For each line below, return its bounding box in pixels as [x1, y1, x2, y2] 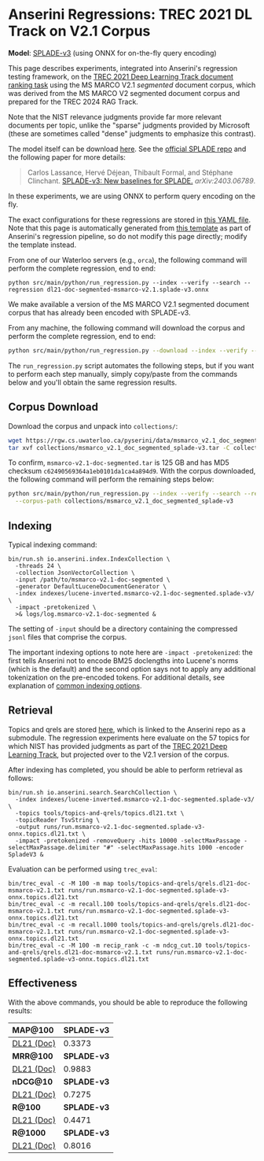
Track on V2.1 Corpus [8, 22, 151, 40]
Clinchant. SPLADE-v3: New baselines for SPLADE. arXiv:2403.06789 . [27, 175, 256, 186]
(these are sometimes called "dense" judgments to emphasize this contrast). [8, 128, 256, 138]
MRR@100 [12, 1050, 53, 1061]
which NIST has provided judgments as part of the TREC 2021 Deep [8, 741, 228, 750]
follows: [8, 773, 34, 783]
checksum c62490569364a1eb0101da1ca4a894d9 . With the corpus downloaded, [8, 466, 256, 476]
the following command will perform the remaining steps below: [8, 474, 214, 485]
